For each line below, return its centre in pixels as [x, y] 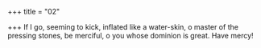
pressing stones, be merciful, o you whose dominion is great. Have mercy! [131, 36]
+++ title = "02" [34, 12]
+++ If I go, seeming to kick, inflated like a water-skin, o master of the [123, 27]
